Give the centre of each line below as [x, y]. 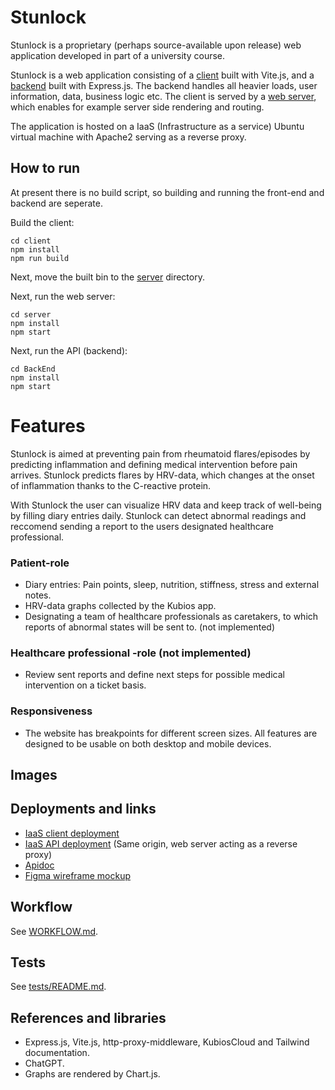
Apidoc [39, 865]
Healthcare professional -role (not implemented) [131, 653]
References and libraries [88, 1017]
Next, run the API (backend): [69, 350]
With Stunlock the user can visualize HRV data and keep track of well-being [166, 505]
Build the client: [42, 222]
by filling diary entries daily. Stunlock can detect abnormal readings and [158, 515]
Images [34, 774]
